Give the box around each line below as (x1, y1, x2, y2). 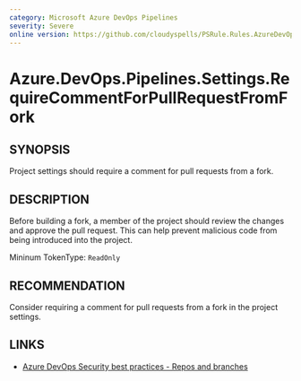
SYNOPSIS (9, 142, 71, 157)
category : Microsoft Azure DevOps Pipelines (9, 13, 178, 22)
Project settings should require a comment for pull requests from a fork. (9, 166, 274, 177)
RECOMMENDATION (9, 278, 125, 293)
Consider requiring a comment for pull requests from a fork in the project (9, 302, 279, 312)
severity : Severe (9, 22, 74, 30)
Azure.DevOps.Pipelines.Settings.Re (9, 68, 290, 89)
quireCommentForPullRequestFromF (9, 87, 288, 108)
